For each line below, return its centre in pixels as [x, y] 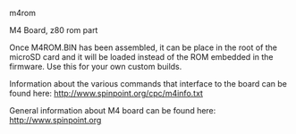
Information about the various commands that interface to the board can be [148, 84]
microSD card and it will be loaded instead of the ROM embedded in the [142, 57]
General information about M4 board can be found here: [113, 110]
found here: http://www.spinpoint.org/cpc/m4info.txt [106, 93]
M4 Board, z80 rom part [54, 30]
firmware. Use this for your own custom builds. [96, 67]
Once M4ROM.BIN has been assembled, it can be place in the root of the [144, 47]
